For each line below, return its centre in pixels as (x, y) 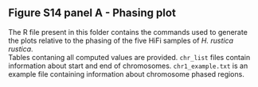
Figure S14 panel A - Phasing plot (92, 13)
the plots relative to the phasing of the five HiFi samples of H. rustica (121, 40)
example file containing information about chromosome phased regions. (126, 74)
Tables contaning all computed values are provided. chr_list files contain (129, 57)
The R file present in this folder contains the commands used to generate (128, 32)
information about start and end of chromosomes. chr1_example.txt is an (128, 66)
